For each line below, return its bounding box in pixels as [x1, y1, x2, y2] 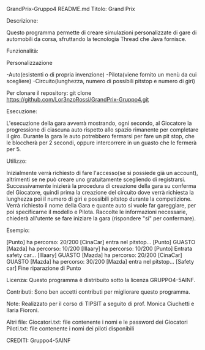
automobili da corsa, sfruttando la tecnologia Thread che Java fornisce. [6, 35, 187, 42]
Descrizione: [6, 17, 39, 24]
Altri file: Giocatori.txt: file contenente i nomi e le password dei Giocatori [6, 318, 188, 326]
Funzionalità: [6, 47, 39, 54]
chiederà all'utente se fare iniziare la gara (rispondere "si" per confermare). [6, 215, 196, 222]
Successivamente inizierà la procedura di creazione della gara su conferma [6, 182, 196, 189]
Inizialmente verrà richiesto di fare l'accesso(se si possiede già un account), [6, 169, 198, 176]
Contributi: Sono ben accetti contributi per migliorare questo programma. [6, 288, 191, 296]
